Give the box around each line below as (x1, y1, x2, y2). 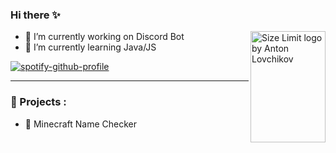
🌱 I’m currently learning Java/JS (24, 41, 157, 53)
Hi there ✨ (10, 8, 61, 22)
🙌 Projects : (10, 95, 67, 109)
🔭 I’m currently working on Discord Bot (24, 31, 185, 43)
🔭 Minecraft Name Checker (24, 118, 137, 130)
